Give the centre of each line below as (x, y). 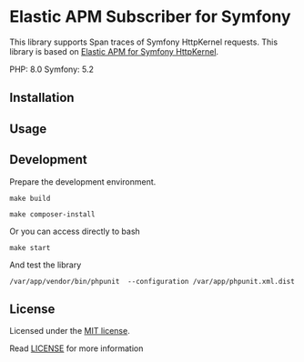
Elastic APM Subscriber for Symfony (150, 17)
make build (30, 198)
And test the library (46, 265)
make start (30, 247)
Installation (42, 98)
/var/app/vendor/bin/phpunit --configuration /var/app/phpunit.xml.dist (152, 281)
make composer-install (52, 214)
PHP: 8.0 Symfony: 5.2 (51, 69)
